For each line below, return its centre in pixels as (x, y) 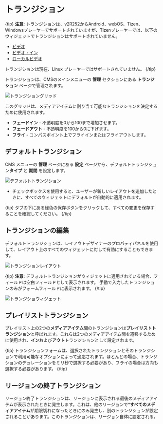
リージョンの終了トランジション (53, 386)
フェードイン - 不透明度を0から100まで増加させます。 (66, 122)
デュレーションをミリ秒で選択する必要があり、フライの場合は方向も (90, 363)
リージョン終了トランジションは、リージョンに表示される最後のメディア (77, 398)
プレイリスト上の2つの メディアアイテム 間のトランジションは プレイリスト (79, 328)
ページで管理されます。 (42, 85)
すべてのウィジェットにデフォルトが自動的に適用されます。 (84, 197)
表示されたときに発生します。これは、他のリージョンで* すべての (82, 405)
